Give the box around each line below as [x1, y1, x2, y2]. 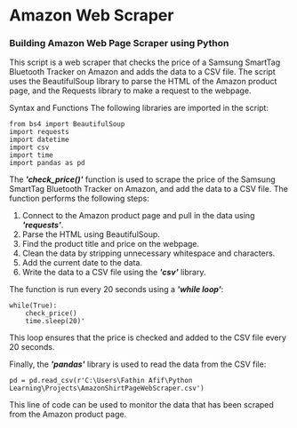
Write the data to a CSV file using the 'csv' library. [21, 267, 206, 278]
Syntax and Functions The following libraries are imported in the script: [9, 103, 269, 114]
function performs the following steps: [9, 193, 149, 204]
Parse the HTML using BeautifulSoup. [21, 229, 160, 240]
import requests [9, 128, 69, 137]
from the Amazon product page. [9, 409, 127, 420]
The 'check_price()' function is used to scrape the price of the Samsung [9, 174, 276, 185]
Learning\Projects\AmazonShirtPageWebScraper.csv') [9, 384, 205, 393]
